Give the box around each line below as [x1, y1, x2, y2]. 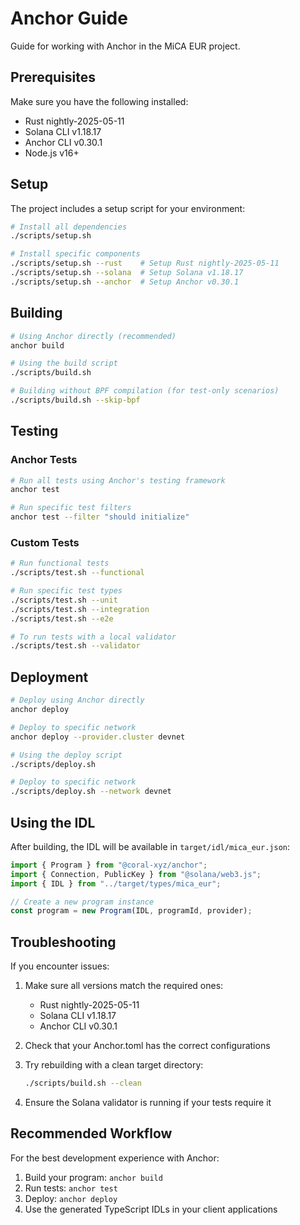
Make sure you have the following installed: [10, 95, 189, 107]
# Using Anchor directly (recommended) [10, 331, 177, 341]
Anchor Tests [10, 453, 78, 467]
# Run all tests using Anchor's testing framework [10, 475, 226, 486]
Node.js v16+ [24, 147, 80, 159]
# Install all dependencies [10, 222, 128, 232]
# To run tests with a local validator [10, 632, 177, 642]
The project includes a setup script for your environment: [10, 202, 246, 214]
